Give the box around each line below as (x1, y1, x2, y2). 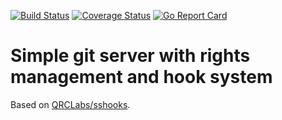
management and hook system (10, 66, 273, 89)
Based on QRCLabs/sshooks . (10, 98, 131, 110)
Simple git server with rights (10, 45, 251, 67)
